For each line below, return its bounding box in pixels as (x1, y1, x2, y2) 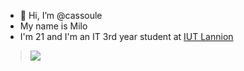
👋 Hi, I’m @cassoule (19, 10, 103, 21)
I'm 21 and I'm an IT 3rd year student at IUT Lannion (19, 31, 234, 42)
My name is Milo (19, 20, 88, 32)
